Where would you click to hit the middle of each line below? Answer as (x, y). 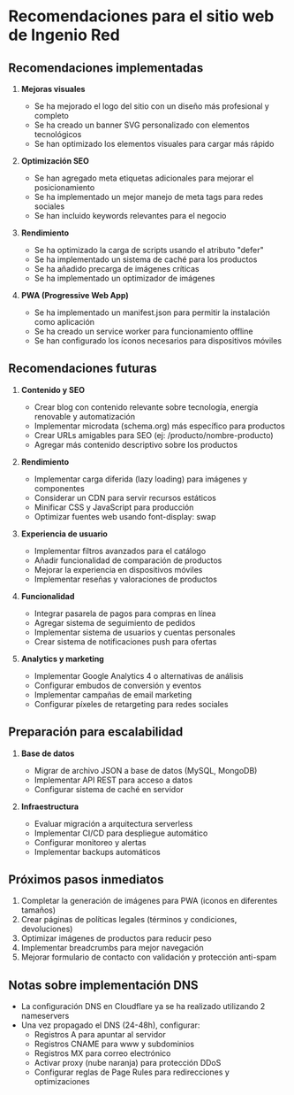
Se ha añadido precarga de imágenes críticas (117, 269)
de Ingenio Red (64, 35)
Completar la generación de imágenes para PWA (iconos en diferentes (149, 901)
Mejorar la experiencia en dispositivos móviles (118, 569)
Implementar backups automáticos (97, 852)
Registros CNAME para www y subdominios (114, 1044)
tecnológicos (58, 134)
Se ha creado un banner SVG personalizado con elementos (142, 125)
